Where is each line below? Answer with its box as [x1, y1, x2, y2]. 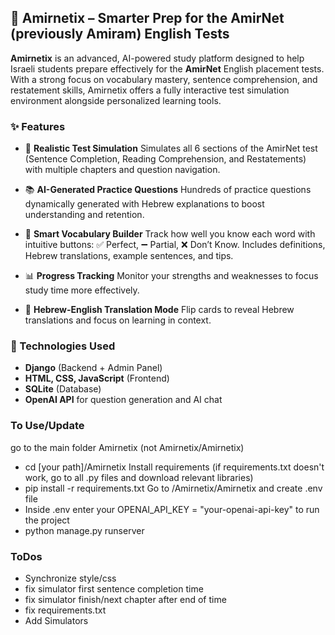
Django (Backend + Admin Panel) [24, 362, 163, 374]
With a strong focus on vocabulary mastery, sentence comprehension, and [10, 73, 318, 85]
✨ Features [10, 119, 66, 133]
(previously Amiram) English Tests [10, 26, 230, 43]
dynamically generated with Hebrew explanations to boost [24, 198, 265, 210]
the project [24, 514, 70, 526]
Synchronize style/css [24, 572, 117, 584]
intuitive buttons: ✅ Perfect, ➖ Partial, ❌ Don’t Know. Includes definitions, [24, 239, 326, 251]
